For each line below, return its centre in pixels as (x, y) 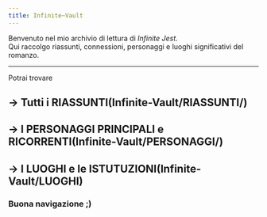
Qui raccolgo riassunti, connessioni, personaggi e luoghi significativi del (126, 46)
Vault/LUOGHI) (46, 181)
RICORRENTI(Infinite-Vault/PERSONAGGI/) (116, 142)
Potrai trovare (31, 78)
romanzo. (24, 55)
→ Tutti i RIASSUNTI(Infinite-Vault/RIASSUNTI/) (128, 103)
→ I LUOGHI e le (48, 168)
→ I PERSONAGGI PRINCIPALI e (86, 129)
